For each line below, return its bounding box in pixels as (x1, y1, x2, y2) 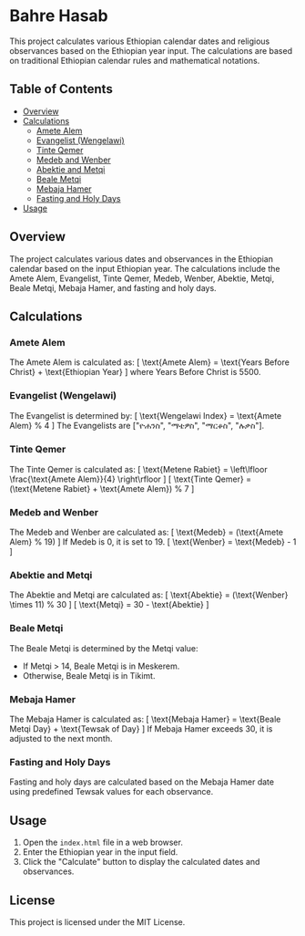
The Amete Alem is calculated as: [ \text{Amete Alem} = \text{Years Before (9, 357, 290, 368)
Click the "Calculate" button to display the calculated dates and (22, 857, 260, 868)
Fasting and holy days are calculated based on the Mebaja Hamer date (9, 776, 275, 787)
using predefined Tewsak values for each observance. (9, 786, 214, 797)
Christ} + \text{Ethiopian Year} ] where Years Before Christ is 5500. (9, 367, 261, 378)
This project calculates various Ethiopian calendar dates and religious (9, 36, 270, 47)
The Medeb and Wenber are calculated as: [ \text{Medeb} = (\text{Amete (9, 526, 284, 538)
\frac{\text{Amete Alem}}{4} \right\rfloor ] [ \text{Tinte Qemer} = (9, 473, 252, 484)
